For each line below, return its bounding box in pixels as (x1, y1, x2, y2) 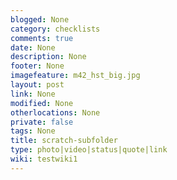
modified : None (10, 98, 74, 108)
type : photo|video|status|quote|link (10, 145, 168, 155)
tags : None (10, 126, 56, 136)
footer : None (10, 61, 65, 71)
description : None (10, 52, 87, 62)
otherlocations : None (10, 107, 101, 118)
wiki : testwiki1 (10, 154, 78, 164)
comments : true (10, 33, 74, 43)
